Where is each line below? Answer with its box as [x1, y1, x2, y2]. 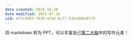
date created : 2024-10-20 [5, 7, 58, 12]
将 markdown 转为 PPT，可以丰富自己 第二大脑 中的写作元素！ [5, 30, 129, 36]
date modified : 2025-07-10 [5, 12, 60, 16]
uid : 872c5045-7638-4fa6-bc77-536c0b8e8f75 [5, 16, 96, 21]
